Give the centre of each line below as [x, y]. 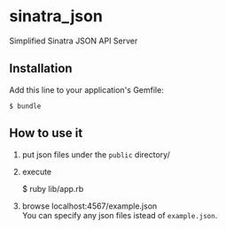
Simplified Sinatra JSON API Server [74, 41]
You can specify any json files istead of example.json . [120, 215]
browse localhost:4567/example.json [90, 206]
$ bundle [25, 106]
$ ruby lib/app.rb [53, 188]
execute [37, 172]
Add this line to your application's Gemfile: [86, 89]
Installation [41, 69]
